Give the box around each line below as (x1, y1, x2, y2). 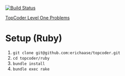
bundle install (12, 61, 45, 66)
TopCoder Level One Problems (5, 15, 70, 20)
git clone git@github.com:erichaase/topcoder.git (12, 50, 121, 56)
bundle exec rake (12, 66, 50, 71)
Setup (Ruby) (5, 33, 62, 44)
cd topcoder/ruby (12, 56, 50, 61)
